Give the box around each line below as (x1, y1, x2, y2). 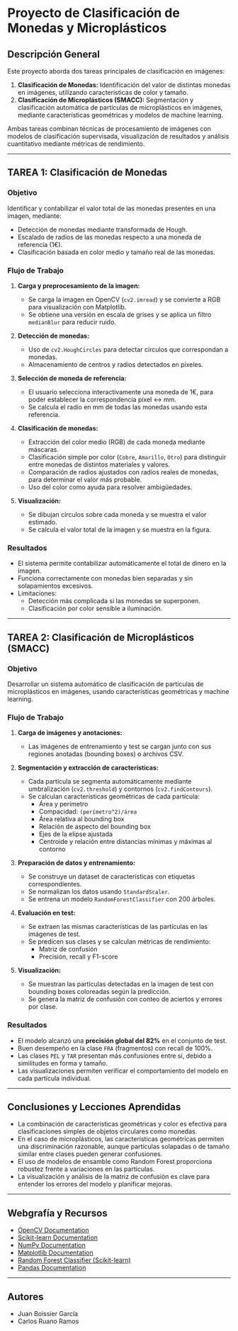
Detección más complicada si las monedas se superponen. (28, 597, 200, 605)
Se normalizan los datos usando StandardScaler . (28, 887, 170, 896)
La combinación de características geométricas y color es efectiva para (17, 1120, 227, 1129)
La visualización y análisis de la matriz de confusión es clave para (17, 1172, 210, 1181)
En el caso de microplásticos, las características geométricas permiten (17, 1135, 225, 1143)
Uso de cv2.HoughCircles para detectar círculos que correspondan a (28, 345, 229, 353)
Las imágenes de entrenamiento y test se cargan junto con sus (28, 742, 212, 751)
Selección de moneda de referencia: (17, 374, 127, 382)
